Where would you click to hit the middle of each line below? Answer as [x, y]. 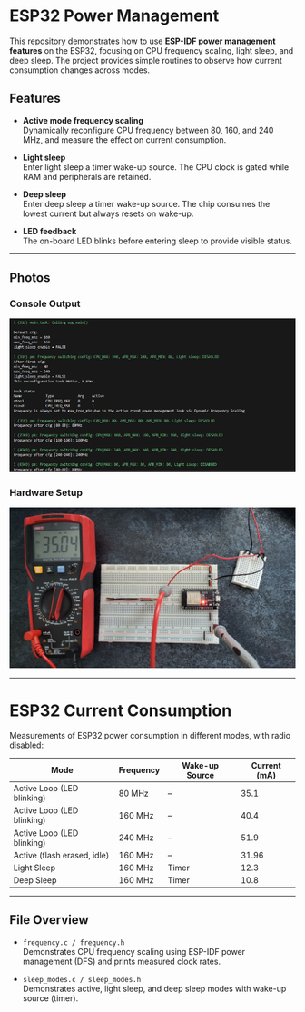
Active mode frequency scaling [83, 120]
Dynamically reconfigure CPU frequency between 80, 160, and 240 [148, 130]
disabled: [26, 745]
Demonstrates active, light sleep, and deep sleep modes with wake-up [154, 988]
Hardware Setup [46, 492]
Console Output [45, 303]
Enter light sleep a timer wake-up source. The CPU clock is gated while [156, 167]
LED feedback [49, 231]
